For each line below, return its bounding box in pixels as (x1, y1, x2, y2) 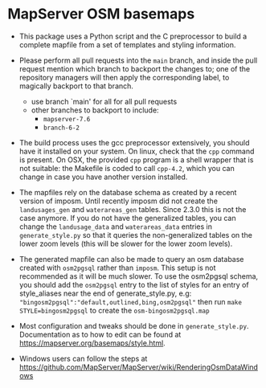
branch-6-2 (43, 124, 80, 132)
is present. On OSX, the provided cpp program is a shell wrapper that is (18, 154, 254, 165)
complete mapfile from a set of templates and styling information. (18, 39, 236, 49)
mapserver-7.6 (43, 115, 91, 123)
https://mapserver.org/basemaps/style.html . (18, 338, 166, 348)
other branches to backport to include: (31, 105, 159, 115)
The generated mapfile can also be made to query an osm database (18, 254, 244, 263)
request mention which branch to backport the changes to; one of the (18, 63, 251, 73)
